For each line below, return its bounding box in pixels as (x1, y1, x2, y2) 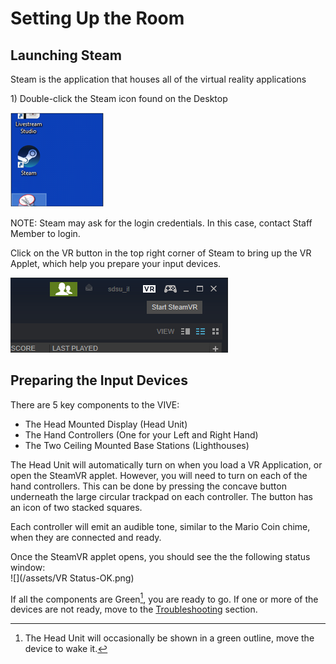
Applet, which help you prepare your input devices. (10, 258, 222, 269)
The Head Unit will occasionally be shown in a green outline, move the (24, 632, 315, 644)
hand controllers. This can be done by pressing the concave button (10, 480, 287, 492)
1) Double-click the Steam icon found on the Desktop (10, 93, 228, 104)
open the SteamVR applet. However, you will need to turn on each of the (10, 469, 308, 481)
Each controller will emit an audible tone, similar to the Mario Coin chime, (10, 520, 311, 532)
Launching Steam (10, 47, 122, 64)
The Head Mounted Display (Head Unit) (24, 418, 188, 430)
